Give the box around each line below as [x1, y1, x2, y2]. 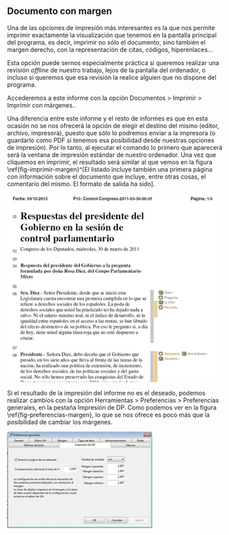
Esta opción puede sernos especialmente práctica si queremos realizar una [7, 58, 219, 67]
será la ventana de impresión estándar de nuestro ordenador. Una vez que [7, 151, 217, 159]
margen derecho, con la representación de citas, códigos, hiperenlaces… [7, 45, 213, 53]
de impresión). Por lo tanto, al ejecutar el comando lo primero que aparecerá [7, 143, 223, 151]
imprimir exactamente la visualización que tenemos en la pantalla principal [7, 31, 217, 39]
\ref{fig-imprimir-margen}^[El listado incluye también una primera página [7, 165, 213, 173]
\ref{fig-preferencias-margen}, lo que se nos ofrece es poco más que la [7, 410, 210, 419]
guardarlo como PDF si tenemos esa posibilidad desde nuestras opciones [7, 136, 215, 144]
